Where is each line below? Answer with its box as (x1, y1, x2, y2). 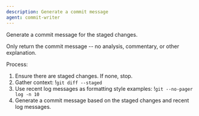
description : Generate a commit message (6, 8, 109, 15)
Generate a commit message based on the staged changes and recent (14, 97, 189, 104)
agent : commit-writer (6, 14, 61, 20)
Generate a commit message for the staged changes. (6, 31, 138, 38)
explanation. (6, 49, 37, 56)
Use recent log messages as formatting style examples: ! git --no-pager (14, 85, 193, 92)
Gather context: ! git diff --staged (14, 79, 102, 86)
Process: (6, 61, 28, 68)
